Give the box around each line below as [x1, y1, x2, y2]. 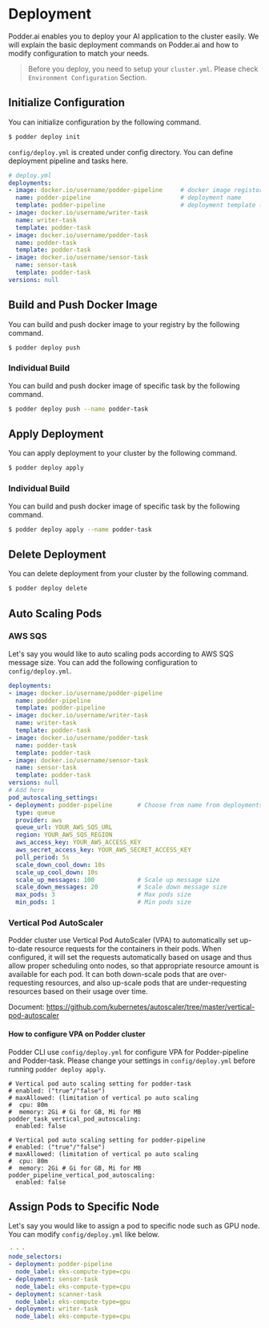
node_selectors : [8, 1252, 62, 1261]
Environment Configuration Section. [27, 72, 147, 82]
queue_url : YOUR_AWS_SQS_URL [15, 823, 113, 832]
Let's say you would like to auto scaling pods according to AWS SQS [8, 648, 234, 659]
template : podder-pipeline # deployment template [15, 202, 256, 210]
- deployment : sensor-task [8, 1275, 98, 1283]
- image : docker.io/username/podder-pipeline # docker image [8, 186, 231, 194]
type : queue [15, 808, 56, 816]
